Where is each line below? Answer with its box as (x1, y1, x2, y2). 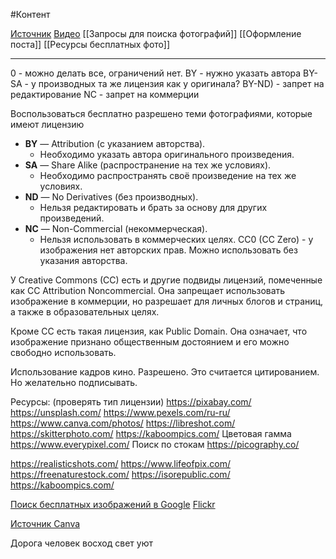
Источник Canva (10, 518, 81, 529)
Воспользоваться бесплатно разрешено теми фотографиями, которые (10, 108, 313, 119)
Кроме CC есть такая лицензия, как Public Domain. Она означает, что (10, 325, 308, 337)
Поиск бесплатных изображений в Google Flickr (10, 499, 216, 510)
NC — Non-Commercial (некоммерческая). (24, 223, 208, 234)
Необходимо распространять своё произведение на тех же (39, 170, 297, 181)
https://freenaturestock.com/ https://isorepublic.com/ (10, 469, 231, 480)
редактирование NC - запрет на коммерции (10, 89, 200, 100)
